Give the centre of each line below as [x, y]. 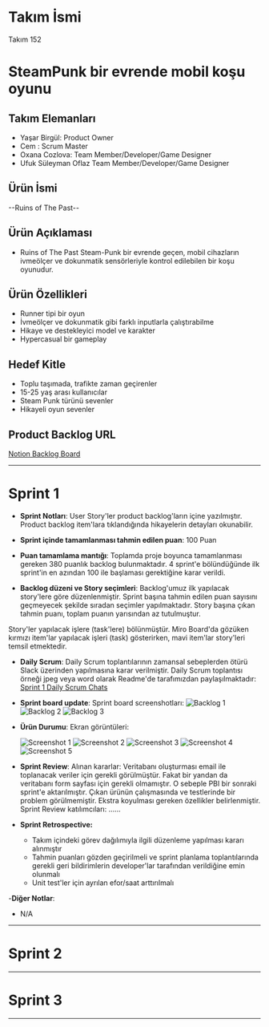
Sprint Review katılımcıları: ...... [70, 809]
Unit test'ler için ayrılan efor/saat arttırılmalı [103, 883]
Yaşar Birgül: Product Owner [67, 137]
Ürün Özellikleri [48, 294]
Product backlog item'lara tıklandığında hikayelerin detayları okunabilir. [137, 524]
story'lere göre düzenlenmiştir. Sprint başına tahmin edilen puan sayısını [139, 596]
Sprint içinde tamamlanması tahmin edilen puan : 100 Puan [118, 540]
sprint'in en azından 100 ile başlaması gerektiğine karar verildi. [122, 572]
